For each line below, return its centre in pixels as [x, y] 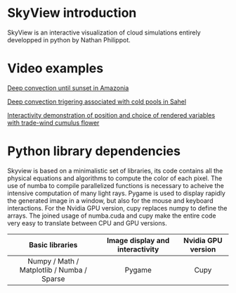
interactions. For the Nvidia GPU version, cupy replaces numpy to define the [117, 208]
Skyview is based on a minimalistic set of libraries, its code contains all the [115, 170]
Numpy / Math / [53, 261]
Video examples [55, 69]
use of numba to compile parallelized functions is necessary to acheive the [116, 185]
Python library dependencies [94, 151]
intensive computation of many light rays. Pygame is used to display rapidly [117, 193]
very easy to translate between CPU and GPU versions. [87, 223]
